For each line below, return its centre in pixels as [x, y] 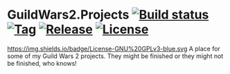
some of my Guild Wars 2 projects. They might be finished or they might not [115, 56]
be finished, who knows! [42, 63]
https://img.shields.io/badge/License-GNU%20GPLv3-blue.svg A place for [114, 48]
